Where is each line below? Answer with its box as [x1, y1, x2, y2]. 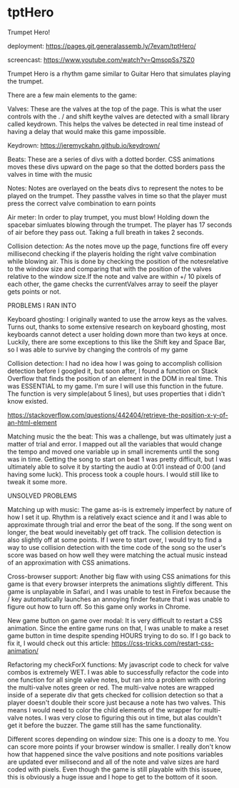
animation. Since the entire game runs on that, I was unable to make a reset [7, 623, 229, 632]
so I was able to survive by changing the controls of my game [7, 345, 188, 354]
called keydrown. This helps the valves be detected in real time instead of [7, 119, 224, 128]
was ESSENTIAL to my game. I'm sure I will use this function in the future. [7, 382, 223, 390]
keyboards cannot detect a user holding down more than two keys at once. [7, 329, 228, 339]
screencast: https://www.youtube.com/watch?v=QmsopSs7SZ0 [7, 55, 195, 64]
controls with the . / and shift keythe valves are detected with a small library [7, 112, 230, 121]
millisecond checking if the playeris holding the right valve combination [7, 249, 216, 257]
